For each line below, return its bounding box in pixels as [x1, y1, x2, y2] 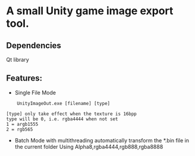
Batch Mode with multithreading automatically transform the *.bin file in [14, 136, 189, 144]
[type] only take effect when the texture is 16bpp [6, 111, 137, 117]
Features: [6, 73, 43, 84]
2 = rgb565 [6, 126, 33, 132]
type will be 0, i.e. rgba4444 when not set [6, 116, 118, 122]
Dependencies [6, 40, 61, 50]
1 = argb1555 [6, 121, 39, 127]
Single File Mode [14, 89, 56, 96]
